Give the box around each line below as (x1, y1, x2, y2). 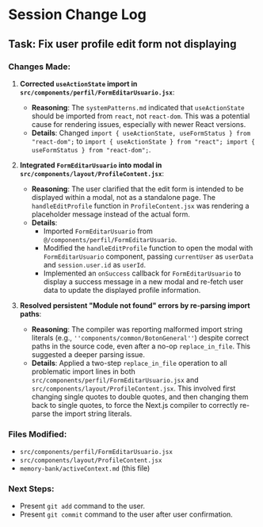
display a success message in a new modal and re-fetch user (43, 276, 244, 287)
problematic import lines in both (31, 367, 136, 376)
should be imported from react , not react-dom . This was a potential (31, 111, 250, 121)
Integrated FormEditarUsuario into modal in (19, 160, 162, 170)
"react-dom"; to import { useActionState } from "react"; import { (31, 137, 255, 146)
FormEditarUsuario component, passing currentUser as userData (43, 252, 253, 261)
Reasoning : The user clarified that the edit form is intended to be (31, 184, 244, 194)
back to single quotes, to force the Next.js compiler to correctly (31, 400, 238, 410)
